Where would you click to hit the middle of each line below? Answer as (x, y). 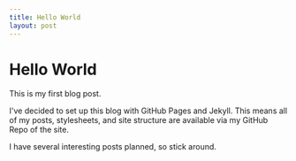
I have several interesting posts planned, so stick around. (113, 147)
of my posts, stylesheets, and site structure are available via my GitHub (139, 120)
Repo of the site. (39, 130)
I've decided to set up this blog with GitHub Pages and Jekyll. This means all (148, 111)
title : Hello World (45, 17)
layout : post (33, 26)
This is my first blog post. (55, 94)
